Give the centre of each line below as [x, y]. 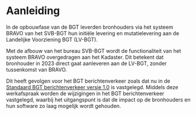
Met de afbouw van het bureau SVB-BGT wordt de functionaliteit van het [94, 50]
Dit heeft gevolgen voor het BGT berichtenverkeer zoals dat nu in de [88, 81]
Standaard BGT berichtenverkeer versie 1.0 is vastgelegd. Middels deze [92, 87]
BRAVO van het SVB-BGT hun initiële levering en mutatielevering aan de [93, 33]
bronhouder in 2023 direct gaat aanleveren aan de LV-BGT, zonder [87, 63]
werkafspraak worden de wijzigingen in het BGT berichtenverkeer [85, 93]
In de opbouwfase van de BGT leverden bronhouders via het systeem [90, 27]
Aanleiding [33, 11]
